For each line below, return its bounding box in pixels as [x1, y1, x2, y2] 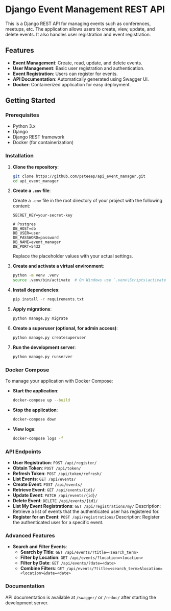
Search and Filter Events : [12, 544, 67, 550]
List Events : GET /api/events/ [12, 476, 76, 482]
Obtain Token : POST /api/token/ [12, 465, 81, 471]
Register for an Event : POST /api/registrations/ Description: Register [12, 513, 160, 520]
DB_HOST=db [12, 226, 36, 231]
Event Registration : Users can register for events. [12, 70, 118, 77]
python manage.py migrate [12, 316, 68, 321]
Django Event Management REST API [5, 4, 165, 15]
